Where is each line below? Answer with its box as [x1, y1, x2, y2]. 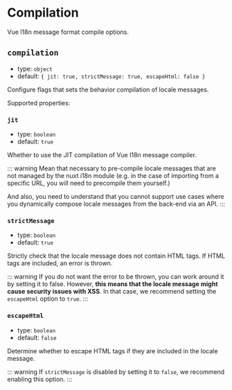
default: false [17, 333, 57, 342]
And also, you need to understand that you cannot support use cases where [7, 193, 224, 201]
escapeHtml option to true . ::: [7, 294, 89, 303]
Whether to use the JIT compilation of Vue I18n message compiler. [7, 151, 197, 159]
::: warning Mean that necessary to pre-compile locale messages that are [7, 164, 216, 172]
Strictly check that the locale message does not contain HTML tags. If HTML [7, 251, 226, 260]
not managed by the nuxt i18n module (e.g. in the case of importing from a [7, 172, 220, 180]
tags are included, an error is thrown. [7, 259, 113, 267]
